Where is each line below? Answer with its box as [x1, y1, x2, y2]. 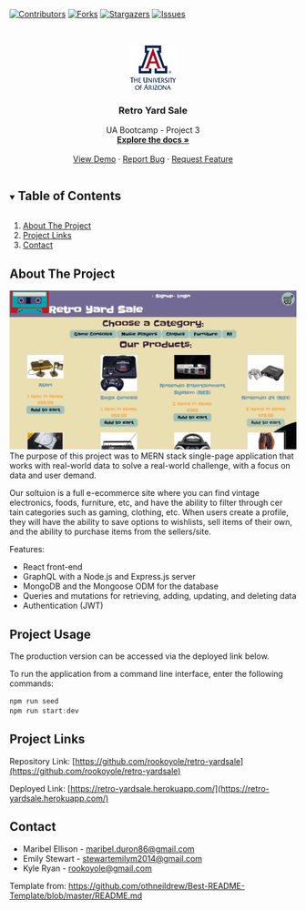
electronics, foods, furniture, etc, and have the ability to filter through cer [9, 497, 283, 509]
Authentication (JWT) [22, 601, 104, 612]
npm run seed [9, 697, 59, 706]
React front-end [22, 561, 83, 572]
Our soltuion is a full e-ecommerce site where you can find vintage [9, 488, 260, 499]
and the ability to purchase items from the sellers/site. [9, 526, 212, 537]
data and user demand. [9, 470, 97, 481]
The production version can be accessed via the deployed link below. [9, 651, 270, 662]
